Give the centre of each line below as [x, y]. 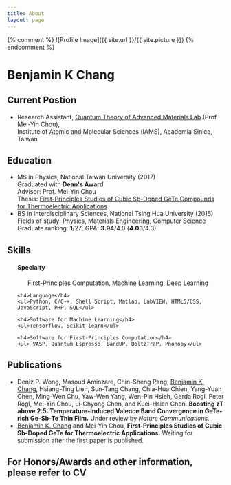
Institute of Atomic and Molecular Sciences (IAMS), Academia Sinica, [115, 131]
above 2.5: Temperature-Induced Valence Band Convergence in [110, 410]
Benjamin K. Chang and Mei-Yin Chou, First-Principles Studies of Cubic [120, 426]
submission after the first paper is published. [80, 440]
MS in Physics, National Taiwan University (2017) [86, 177]
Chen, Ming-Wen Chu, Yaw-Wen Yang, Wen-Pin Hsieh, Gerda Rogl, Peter [120, 396]
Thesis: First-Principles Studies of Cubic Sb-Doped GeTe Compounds [116, 199]
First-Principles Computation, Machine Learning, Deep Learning [118, 283]
